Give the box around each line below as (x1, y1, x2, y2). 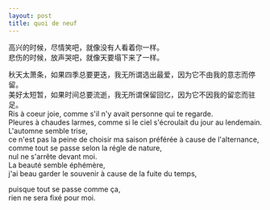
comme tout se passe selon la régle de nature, (8, 142, 163, 153)
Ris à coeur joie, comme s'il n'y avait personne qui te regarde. (8, 109, 214, 118)
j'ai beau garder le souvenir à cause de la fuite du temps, (8, 168, 197, 178)
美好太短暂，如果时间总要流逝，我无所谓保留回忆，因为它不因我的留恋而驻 (8, 89, 255, 99)
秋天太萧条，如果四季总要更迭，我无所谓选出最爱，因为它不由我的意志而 (8, 69, 248, 79)
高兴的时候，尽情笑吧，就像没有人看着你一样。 (8, 42, 164, 52)
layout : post (8, 11, 52, 20)
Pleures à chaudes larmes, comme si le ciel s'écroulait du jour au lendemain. (8, 117, 263, 127)
